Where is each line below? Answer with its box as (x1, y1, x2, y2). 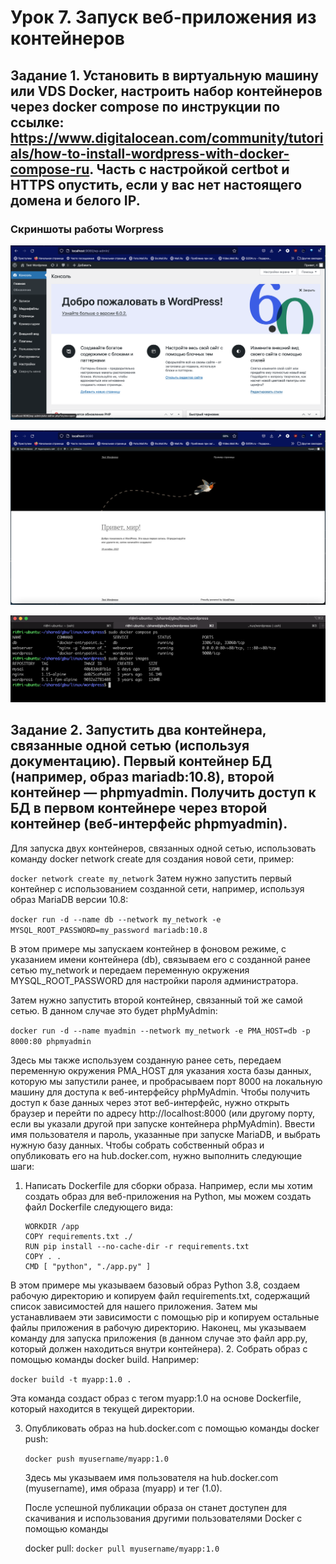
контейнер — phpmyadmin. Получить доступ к (10, 784, 317, 801)
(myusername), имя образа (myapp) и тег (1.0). (24, 1482, 223, 1494)
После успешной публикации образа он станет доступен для (24, 1501, 288, 1513)
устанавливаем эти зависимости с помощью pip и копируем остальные (10, 1311, 320, 1323)
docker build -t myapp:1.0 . (10, 1374, 132, 1385)
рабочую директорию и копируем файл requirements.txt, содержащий (10, 1289, 311, 1301)
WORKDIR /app (24, 1221, 80, 1231)
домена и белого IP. (10, 192, 141, 209)
